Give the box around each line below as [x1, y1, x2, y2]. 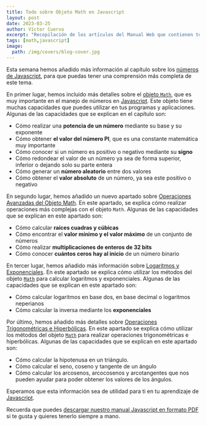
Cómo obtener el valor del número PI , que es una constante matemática [15, 135, 198, 142]
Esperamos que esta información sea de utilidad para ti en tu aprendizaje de [6, 387, 199, 395]
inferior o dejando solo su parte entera [15, 161, 113, 169]
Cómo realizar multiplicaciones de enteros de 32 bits [15, 243, 152, 251]
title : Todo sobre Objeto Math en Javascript [6, 9, 124, 15]
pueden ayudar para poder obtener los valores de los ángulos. [15, 375, 174, 383]
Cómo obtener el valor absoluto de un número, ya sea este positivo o [15, 174, 191, 181]
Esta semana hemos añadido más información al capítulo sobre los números [6, 66, 199, 73]
